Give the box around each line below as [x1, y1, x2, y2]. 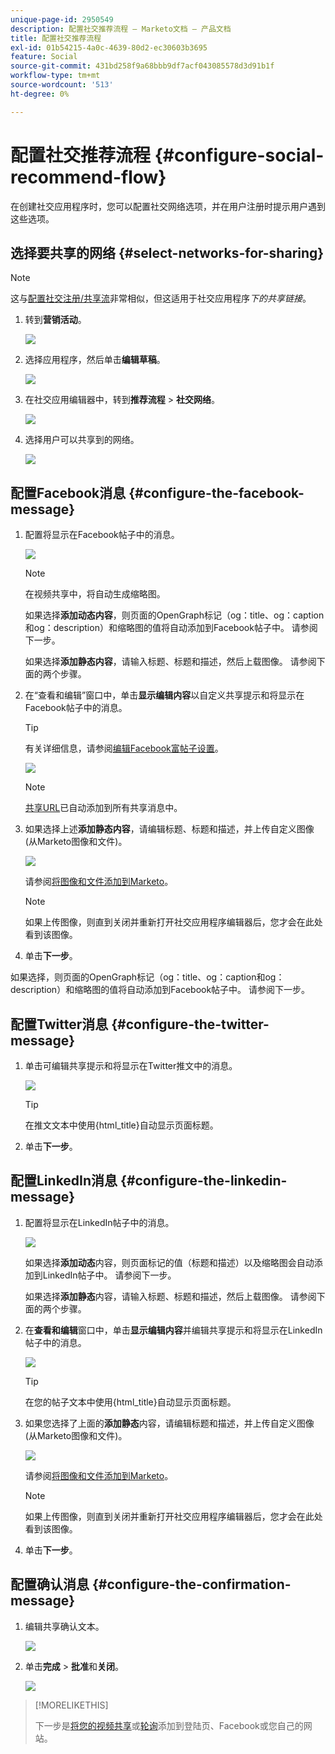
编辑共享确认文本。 [24, 1620, 105, 1632]
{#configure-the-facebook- [128, 484, 305, 501]
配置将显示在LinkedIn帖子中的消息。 [24, 1216, 175, 1228]
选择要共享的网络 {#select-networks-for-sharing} [10, 244, 325, 261]
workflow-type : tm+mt [10, 71, 101, 81]
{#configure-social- [154, 144, 325, 166]
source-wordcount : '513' [10, 80, 114, 90]
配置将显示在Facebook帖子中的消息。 [24, 529, 180, 541]
